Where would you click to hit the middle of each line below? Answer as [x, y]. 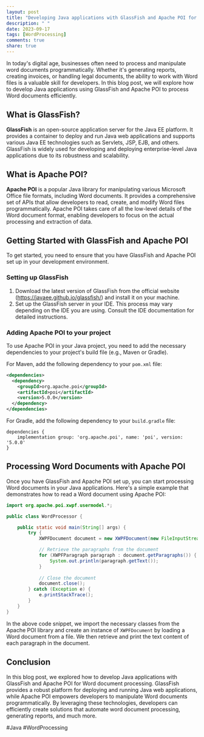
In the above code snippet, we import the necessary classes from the [93, 623]
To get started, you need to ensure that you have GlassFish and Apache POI [101, 255]
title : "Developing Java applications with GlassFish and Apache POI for [102, 18]
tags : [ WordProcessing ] [36, 35]
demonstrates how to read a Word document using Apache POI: [86, 494]
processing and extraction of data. [49, 221]
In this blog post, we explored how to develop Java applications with [92, 677]
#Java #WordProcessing [37, 727]
